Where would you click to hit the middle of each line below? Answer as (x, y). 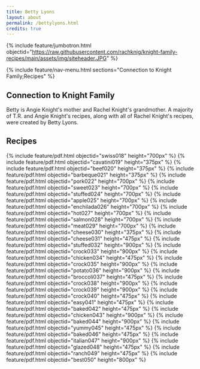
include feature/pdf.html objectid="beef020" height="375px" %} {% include (100, 168)
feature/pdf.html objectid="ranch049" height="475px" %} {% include (92, 353)
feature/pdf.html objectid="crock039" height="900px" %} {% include (92, 289)
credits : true (24, 28)
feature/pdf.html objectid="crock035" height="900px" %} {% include (92, 264)
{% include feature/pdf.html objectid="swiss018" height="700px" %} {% (96, 155)
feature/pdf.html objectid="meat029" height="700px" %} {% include (91, 226)
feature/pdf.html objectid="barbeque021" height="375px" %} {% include (96, 175)
